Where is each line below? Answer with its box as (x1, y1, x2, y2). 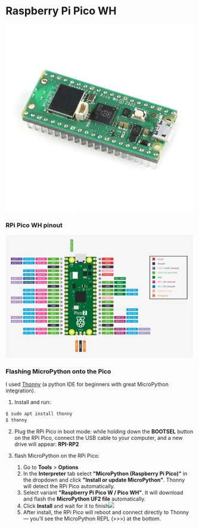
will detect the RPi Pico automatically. (23, 483, 116, 490)
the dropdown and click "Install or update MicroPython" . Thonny (23, 476, 185, 483)
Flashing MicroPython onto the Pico (5, 367, 111, 376)
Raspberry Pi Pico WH (5, 4, 117, 18)
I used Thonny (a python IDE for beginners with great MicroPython (5, 381, 169, 388)
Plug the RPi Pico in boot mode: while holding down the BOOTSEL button (14, 428, 194, 435)
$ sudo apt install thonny (5, 411, 73, 417)
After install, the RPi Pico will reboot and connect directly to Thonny (23, 509, 189, 516)
